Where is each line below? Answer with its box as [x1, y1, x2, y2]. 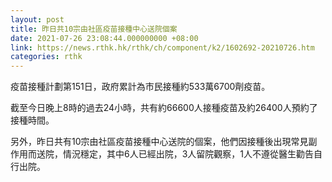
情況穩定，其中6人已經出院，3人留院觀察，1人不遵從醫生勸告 [62, 148, 315, 160]
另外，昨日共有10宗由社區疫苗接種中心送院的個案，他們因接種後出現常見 [10, 136, 309, 148]
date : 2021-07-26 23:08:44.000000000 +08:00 [10, 33, 199, 43]
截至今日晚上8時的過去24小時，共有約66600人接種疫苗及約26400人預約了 [10, 102, 318, 114]
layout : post [10, 14, 65, 25]
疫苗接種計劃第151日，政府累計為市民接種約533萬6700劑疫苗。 [10, 81, 271, 93]
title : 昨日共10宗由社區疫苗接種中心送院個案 [10, 24, 178, 34]
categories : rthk [10, 52, 83, 62]
